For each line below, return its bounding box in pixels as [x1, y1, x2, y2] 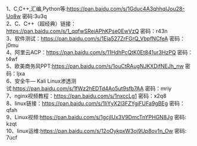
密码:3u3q [21, 13, 48, 20]
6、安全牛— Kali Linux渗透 [6, 77, 71, 85]
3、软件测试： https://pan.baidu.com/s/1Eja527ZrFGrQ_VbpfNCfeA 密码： [6, 35, 186, 42]
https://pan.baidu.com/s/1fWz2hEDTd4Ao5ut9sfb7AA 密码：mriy [12, 85, 172, 92]
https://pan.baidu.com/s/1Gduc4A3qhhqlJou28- [66, 5, 185, 12]
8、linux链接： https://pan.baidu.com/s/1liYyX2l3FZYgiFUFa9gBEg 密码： [6, 100, 186, 107]
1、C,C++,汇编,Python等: [6, 5, 67, 12]
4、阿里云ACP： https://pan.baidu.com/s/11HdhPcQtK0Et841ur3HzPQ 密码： [6, 49, 193, 55]
